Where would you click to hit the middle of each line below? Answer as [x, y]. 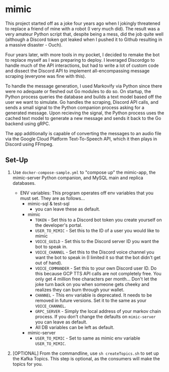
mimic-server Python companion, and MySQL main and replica [78, 178]
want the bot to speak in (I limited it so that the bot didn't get [98, 257]
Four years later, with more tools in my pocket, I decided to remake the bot [82, 55]
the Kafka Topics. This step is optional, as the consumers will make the [86, 358]
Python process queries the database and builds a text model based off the [83, 97]
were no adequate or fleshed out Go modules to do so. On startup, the [78, 91]
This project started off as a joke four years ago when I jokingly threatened [83, 23]
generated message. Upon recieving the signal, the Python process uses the [85, 113]
